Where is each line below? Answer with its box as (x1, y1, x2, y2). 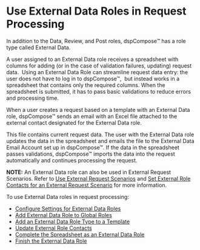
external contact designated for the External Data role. (6, 119, 142, 126)
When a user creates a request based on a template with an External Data (6, 106, 190, 113)
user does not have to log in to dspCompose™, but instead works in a (6, 75, 180, 82)
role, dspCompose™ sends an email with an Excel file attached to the (6, 113, 178, 120)
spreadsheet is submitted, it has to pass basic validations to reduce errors (6, 88, 191, 95)
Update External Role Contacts (15, 224, 92, 232)
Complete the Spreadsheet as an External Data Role (15, 231, 145, 238)
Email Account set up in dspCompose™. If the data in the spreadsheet (6, 144, 180, 151)
